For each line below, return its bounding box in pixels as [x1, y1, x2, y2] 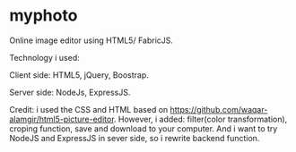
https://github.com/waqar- [170, 104, 268, 114]
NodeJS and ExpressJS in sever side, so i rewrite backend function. [9, 132, 260, 143]
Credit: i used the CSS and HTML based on [9, 104, 169, 114]
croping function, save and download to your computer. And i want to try [9, 122, 278, 134]
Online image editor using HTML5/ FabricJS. [9, 35, 173, 46]
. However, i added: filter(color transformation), [113, 114, 288, 124]
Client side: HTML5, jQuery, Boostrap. [9, 69, 150, 80]
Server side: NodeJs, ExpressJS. [9, 87, 131, 97]
